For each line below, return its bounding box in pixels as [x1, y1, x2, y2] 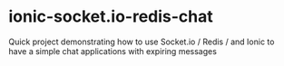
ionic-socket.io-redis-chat [8, 6, 214, 27]
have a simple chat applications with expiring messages [8, 45, 217, 56]
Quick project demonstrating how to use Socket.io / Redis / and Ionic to [8, 36, 275, 47]
